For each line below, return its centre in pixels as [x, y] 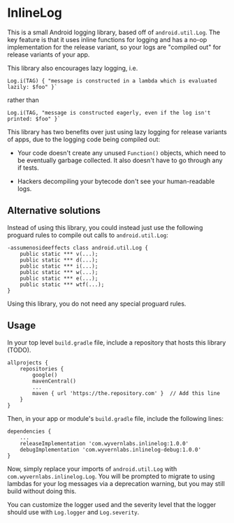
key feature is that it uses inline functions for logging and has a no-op [107, 39]
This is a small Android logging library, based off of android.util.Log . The [114, 32]
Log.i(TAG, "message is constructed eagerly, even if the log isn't [109, 113]
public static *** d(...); [59, 260]
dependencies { [29, 431]
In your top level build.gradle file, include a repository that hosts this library [117, 342]
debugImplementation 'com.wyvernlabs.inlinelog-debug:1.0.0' [110, 450]
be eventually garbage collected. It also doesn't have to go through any [120, 160]
